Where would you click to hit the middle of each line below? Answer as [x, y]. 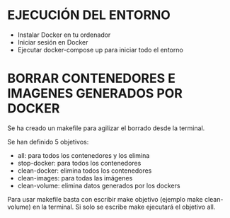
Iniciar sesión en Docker [53, 42]
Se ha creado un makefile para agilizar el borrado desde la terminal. [106, 128]
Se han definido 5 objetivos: [48, 142]
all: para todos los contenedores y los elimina [84, 155]
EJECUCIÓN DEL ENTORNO [89, 15]
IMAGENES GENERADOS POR [95, 94]
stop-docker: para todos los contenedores [79, 163]
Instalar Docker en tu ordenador [64, 35]
